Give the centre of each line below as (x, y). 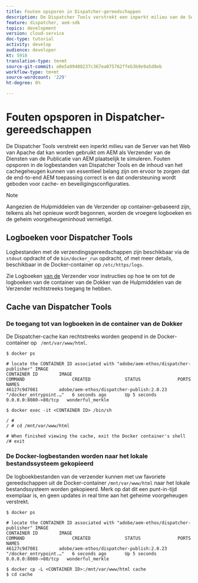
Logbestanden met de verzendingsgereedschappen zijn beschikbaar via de (98, 252)
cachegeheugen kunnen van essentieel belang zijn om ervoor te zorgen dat (98, 171)
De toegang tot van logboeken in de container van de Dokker (94, 324)
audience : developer (32, 50)
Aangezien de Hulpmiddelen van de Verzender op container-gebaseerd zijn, (99, 207)
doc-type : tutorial (30, 39)
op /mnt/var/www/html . (59, 343)
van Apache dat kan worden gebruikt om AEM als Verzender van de (88, 152)
